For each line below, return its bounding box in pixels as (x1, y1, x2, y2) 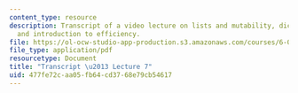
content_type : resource (9, 12, 98, 22)
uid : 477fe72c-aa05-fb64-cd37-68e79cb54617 (9, 71, 173, 80)
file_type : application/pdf (9, 46, 114, 55)
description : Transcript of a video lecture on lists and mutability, (9, 21, 276, 30)
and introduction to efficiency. (17, 29, 141, 38)
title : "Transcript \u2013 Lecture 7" (9, 63, 153, 72)
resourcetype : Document (9, 54, 98, 63)
